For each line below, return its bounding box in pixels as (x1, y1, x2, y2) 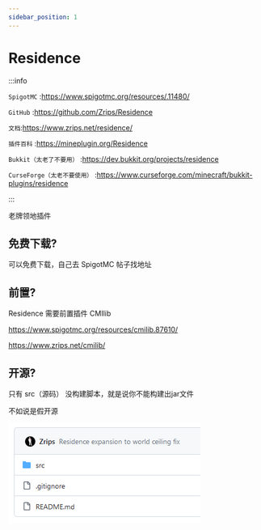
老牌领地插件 (8, 210, 51, 220)
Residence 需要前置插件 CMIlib (8, 308, 112, 319)
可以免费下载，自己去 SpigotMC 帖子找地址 (8, 260, 152, 269)
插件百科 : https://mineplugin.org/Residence (8, 138, 148, 148)
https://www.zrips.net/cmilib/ (8, 341, 106, 350)
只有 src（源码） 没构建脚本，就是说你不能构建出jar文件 (8, 389, 194, 398)
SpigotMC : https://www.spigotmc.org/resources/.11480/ (8, 91, 190, 101)
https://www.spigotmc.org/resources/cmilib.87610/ (8, 324, 179, 335)
